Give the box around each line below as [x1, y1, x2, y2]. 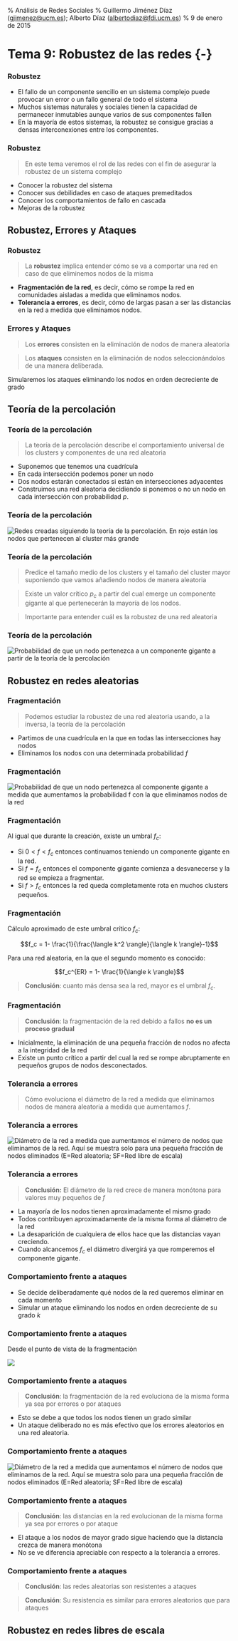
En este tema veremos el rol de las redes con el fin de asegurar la [24, 160, 217, 168]
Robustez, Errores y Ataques [7, 224, 137, 237]
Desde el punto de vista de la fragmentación [7, 1345, 137, 1353]
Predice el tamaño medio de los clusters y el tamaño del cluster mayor [24, 568, 231, 576]
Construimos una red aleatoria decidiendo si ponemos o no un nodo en [17, 485, 226, 494]
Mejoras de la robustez [17, 203, 85, 212]
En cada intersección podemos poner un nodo [17, 470, 154, 478]
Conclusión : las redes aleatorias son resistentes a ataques [24, 1582, 197, 1591]
